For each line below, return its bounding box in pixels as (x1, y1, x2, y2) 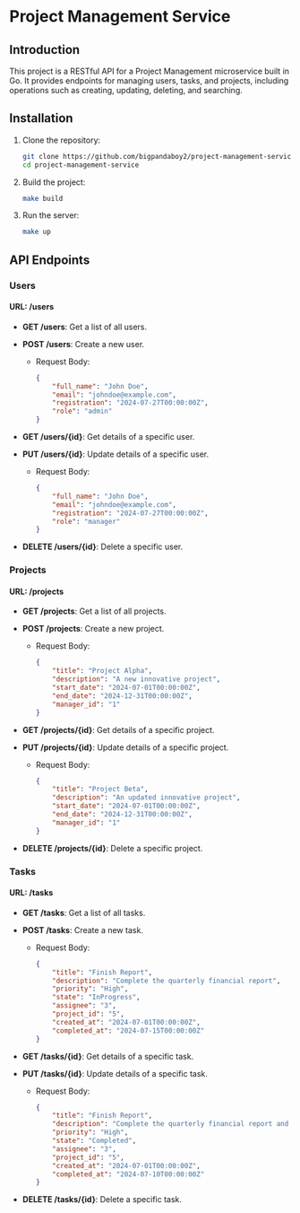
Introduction (9, 42, 81, 57)
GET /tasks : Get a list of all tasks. (21, 907, 146, 918)
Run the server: (21, 210, 80, 221)
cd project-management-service (21, 160, 140, 170)
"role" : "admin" (52, 406, 113, 416)
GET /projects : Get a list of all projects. (21, 606, 167, 616)
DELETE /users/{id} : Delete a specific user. (21, 541, 184, 553)
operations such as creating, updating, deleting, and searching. (9, 85, 244, 95)
